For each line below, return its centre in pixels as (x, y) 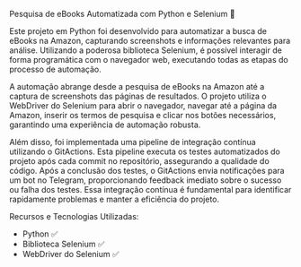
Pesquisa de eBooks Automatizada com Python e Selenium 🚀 (122, 14)
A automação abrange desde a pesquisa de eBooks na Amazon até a (137, 86)
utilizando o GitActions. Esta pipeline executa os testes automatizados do (145, 151)
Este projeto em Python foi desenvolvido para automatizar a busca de (138, 31)
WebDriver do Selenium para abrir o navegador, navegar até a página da (143, 106)
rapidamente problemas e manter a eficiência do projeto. (115, 199)
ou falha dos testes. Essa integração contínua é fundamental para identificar (150, 189)
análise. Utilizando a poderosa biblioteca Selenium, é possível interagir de (146, 50)
